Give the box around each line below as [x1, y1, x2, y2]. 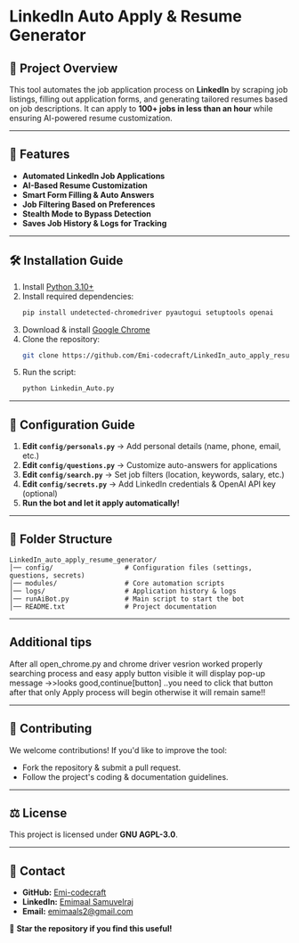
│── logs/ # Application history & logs [9, 586, 238, 595]
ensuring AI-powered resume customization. [9, 113, 173, 123]
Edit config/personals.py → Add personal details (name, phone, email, [21, 441, 282, 452]
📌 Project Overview [9, 61, 118, 76]
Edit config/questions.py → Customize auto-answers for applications [21, 460, 278, 471]
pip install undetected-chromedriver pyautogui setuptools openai [21, 307, 274, 317]
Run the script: [21, 367, 77, 378]
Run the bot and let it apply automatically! [21, 497, 181, 509]
